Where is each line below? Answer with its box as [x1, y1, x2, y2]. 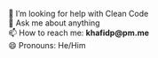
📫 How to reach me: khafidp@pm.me [8, 27, 150, 38]
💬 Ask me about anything [8, 18, 100, 28]
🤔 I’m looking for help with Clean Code [8, 9, 149, 18]
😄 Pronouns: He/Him [8, 40, 86, 50]
